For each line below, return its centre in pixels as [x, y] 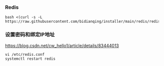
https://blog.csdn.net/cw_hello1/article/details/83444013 [62, 46]
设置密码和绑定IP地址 [30, 34]
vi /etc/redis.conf [25, 54]
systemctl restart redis [30, 59]
